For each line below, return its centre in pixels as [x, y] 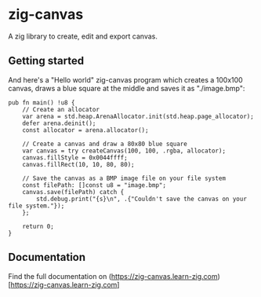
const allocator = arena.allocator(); [85, 130]
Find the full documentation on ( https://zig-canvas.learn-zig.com [113, 276]
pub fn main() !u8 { [42, 103]
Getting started [46, 61]
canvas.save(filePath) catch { [73, 192]
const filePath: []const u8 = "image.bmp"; [94, 185]
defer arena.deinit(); [59, 123]
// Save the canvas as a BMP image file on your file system [124, 178]
